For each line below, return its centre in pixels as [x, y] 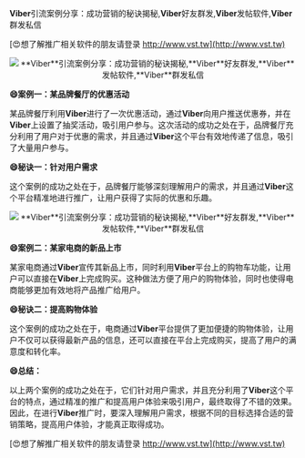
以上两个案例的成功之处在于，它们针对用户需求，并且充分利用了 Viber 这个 [148, 390]
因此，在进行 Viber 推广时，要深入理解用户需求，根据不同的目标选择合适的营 [152, 413]
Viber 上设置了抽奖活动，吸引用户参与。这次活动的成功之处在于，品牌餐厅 [148, 125]
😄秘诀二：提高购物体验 [54, 309]
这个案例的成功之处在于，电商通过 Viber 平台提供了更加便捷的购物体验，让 [148, 329]
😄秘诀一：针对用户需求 [54, 167]
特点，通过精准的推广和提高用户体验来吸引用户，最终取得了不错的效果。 [161, 402]
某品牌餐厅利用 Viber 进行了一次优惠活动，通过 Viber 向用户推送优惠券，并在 [150, 113]
